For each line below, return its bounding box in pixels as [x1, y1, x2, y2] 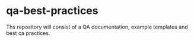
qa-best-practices [6, 4, 98, 17]
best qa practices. [6, 29, 50, 36]
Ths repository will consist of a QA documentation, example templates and [6, 23, 188, 30]
